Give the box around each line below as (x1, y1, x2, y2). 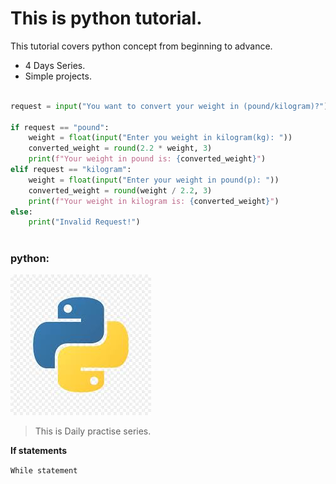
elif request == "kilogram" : (10, 165, 132, 175)
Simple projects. (24, 70, 92, 82)
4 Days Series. (24, 59, 86, 71)
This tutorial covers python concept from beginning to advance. (10, 40, 273, 52)
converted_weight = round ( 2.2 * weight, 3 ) (28, 143, 213, 154)
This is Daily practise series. (34, 425, 152, 437)
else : (10, 207, 33, 217)
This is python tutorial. (10, 7, 203, 30)
